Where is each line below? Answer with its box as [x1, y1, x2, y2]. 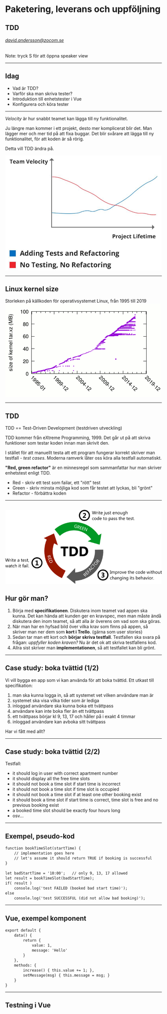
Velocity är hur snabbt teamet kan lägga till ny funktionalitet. [5, 115, 128, 121]
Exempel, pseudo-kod [5, 832, 75, 840]
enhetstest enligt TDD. [5, 470, 51, 476]
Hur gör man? [5, 594, 49, 603]
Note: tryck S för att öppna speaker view [5, 52, 88, 58]
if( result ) [5, 881, 32, 886]
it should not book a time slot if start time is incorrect [12, 781, 121, 787]
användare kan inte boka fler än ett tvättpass [12, 708, 104, 714]
